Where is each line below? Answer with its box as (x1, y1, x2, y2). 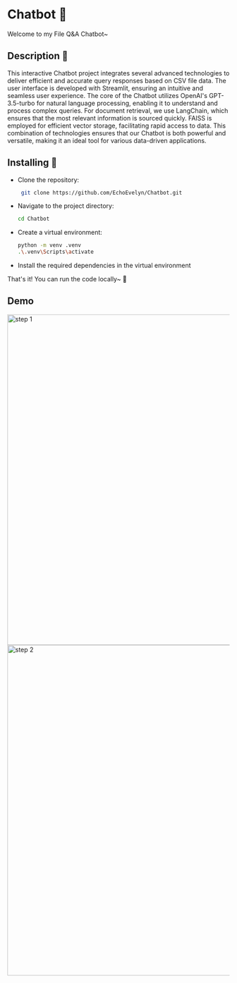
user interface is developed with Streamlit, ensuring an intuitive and (7, 84, 203, 92)
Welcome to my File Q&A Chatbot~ (7, 30, 108, 38)
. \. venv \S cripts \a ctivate (17, 248, 94, 256)
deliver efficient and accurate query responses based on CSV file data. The (7, 76, 227, 85)
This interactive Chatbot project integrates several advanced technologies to (7, 68, 230, 77)
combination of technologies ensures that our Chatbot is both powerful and (7, 128, 226, 137)
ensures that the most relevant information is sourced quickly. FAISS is (7, 114, 212, 122)
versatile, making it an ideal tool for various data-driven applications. (7, 136, 207, 145)
